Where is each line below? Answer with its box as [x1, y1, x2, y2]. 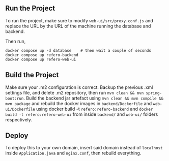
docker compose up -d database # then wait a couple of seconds [5, 48, 152, 53]
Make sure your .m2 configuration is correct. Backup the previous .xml [5, 84, 153, 90]
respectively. [5, 116, 32, 122]
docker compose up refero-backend [5, 52, 79, 57]
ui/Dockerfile [5, 107, 36, 112]
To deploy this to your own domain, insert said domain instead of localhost [5, 145, 163, 151]
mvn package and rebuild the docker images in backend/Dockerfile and [5, 100, 152, 106]
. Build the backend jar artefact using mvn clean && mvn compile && [23, 95, 164, 101]
